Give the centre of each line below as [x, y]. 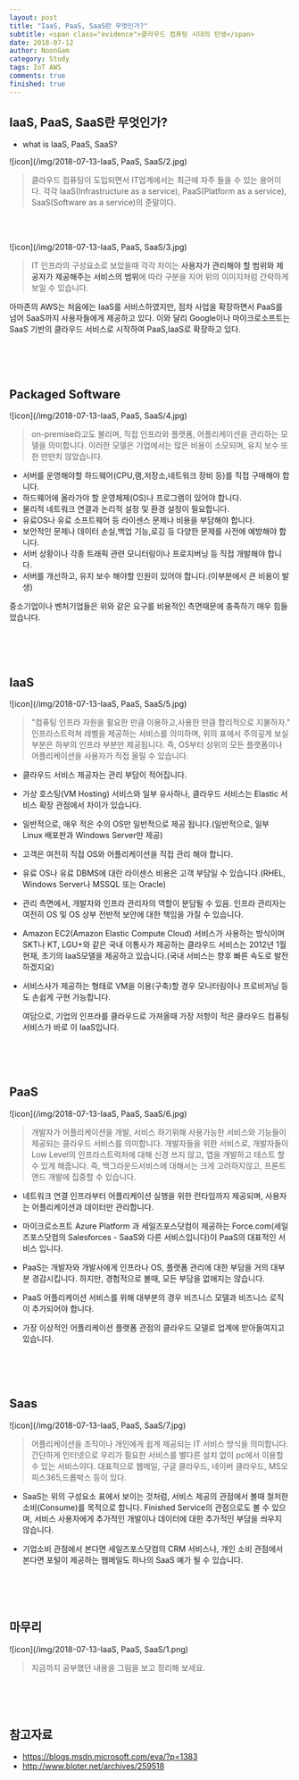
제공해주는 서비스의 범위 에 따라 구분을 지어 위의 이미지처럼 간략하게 [172, 277]
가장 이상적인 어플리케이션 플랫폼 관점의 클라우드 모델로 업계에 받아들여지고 [154, 1327]
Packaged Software [65, 394]
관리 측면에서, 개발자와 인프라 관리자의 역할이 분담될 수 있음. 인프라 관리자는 [154, 903]
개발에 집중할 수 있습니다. [92, 1177]
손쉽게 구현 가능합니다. [71, 997]
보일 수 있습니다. [60, 288]
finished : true [37, 84]
